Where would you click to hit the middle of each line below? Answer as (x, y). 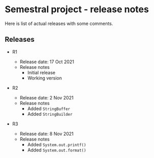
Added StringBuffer (49, 109)
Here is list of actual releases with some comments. (59, 23)
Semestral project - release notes (77, 9)
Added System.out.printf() (57, 144)
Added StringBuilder (50, 114)
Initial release (41, 72)
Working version (45, 78)
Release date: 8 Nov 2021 (47, 134)
